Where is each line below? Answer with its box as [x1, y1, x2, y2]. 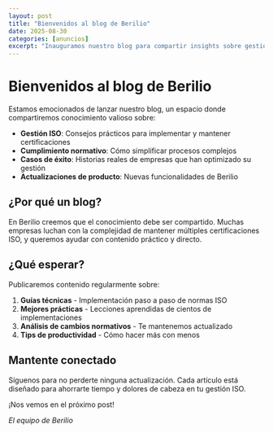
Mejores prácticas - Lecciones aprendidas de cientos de [19, 304, 212, 313]
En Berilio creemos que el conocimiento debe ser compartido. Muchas [8, 216, 245, 226]
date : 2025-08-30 [8, 27, 67, 35]
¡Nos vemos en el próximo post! [8, 400, 115, 409]
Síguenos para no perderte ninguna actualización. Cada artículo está [8, 375, 238, 385]
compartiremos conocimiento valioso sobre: [8, 113, 156, 123]
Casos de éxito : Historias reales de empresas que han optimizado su [19, 155, 252, 164]
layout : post [8, 11, 53, 20]
